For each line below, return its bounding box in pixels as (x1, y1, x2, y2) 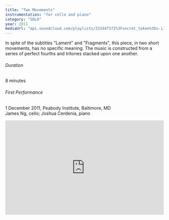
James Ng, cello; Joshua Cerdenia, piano (5, 110, 91, 116)
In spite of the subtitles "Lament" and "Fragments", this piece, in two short (5, 40, 159, 46)
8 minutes (5, 78, 26, 84)
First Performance (5, 89, 43, 95)
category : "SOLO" (5, 17, 42, 22)
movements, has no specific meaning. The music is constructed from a (5, 45, 152, 51)
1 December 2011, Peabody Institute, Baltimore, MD (5, 105, 111, 111)
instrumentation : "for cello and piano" (5, 12, 92, 17)
